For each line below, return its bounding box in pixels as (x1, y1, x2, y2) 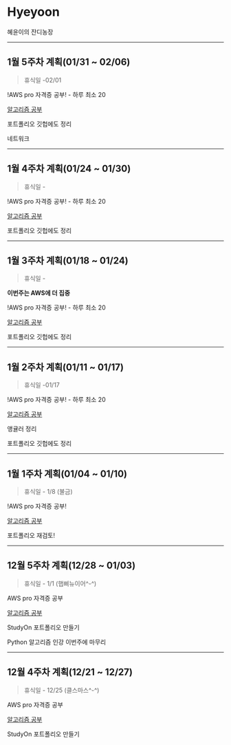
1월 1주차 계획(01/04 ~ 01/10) (7, 468, 127, 479)
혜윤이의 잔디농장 (7, 28, 54, 36)
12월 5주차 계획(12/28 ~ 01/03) (7, 560, 136, 572)
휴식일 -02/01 (23, 76, 62, 84)
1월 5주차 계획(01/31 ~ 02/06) (7, 56, 131, 68)
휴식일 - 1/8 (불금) (23, 488, 74, 495)
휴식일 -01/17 (23, 381, 60, 389)
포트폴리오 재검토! (7, 531, 56, 539)
